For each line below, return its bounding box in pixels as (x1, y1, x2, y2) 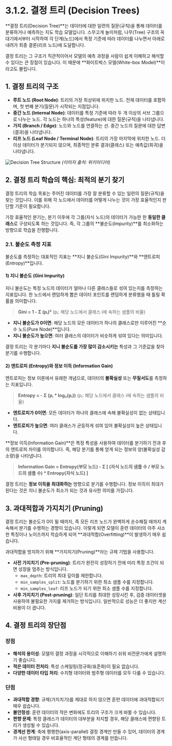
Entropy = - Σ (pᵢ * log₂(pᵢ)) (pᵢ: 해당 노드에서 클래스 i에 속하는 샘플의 (17, 393, 159, 399)
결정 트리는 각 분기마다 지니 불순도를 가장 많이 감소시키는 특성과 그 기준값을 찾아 (5, 344, 165, 350)
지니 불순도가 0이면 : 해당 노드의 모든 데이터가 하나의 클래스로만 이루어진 (12, 320, 157, 326)
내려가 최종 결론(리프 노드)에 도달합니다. (5, 42, 86, 48)
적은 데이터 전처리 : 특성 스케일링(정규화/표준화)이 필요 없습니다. (12, 663, 140, 669)
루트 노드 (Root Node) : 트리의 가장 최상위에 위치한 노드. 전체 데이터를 (12, 97, 152, 103)
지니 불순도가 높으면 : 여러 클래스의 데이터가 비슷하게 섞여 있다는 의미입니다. (12, 332, 163, 339)
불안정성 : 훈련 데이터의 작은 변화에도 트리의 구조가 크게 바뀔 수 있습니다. (12, 710, 157, 716)
